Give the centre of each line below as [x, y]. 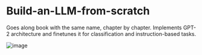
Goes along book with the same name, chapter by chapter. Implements [94, 27]
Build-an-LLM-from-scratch [78, 11]
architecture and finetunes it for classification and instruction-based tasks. [104, 33]
